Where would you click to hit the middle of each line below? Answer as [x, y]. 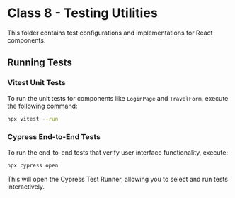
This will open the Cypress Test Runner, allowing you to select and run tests [118, 179]
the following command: [42, 106]
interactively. [26, 187]
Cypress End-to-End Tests [54, 137]
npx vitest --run [33, 119]
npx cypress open [33, 165]
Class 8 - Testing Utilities [82, 13]
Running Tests [40, 63]
